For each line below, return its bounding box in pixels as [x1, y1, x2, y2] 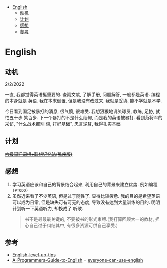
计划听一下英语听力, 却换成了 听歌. [12, 205, 83, 211]
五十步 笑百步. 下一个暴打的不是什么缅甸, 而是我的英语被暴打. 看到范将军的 [9, 115, 163, 120]
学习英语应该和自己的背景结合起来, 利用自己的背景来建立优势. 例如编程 [12, 181, 158, 187]
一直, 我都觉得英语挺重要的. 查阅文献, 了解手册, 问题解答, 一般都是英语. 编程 [5, 92, 160, 97]
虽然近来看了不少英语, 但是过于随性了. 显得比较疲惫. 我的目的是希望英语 [12, 193, 160, 199]
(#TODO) [12, 188, 28, 193]
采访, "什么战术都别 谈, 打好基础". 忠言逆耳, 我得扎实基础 [5, 121, 121, 127]
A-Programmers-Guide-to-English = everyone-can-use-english [12, 257, 143, 263]
